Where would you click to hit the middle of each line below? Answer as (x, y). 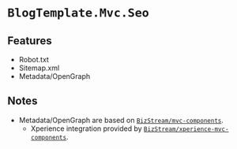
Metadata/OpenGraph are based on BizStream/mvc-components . (121, 120)
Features (30, 41)
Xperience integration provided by (87, 129)
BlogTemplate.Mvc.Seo (78, 13)
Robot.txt (34, 60)
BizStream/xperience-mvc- (186, 129)
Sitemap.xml (39, 68)
